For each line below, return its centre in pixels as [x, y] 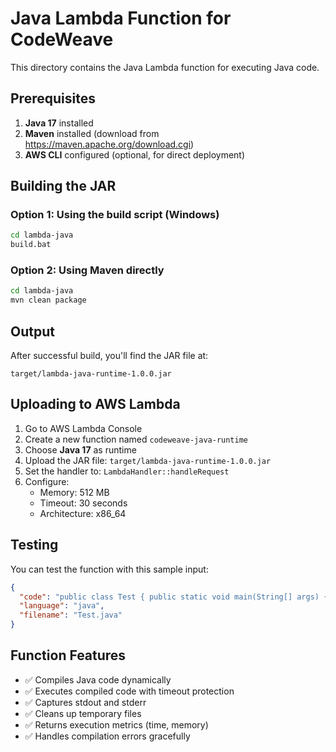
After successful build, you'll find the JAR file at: [109, 356]
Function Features [68, 655]
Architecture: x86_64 [83, 513]
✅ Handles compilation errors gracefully [107, 736]
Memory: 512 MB [74, 492]
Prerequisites [53, 98]
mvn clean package [48, 300]
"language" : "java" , [62, 606]
